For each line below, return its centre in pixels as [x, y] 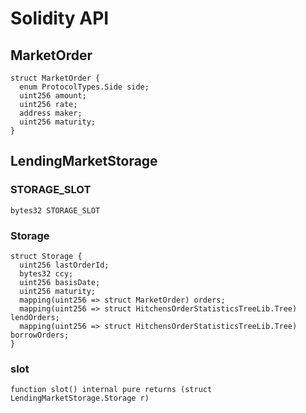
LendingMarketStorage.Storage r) [80, 398]
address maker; [51, 113]
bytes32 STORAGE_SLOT [55, 210]
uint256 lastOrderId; [64, 265]
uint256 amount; [53, 96]
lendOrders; [35, 317]
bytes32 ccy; [46, 273]
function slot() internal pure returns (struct [111, 390]
